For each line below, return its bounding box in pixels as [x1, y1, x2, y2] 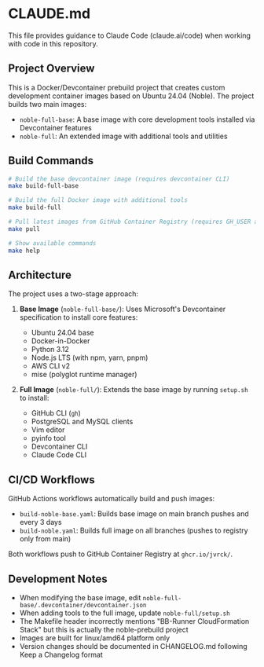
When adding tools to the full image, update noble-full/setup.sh [19, 608, 230, 618]
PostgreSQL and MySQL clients [31, 417, 134, 427]
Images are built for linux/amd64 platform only [19, 633, 170, 643]
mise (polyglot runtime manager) [31, 370, 137, 379]
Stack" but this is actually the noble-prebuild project [19, 625, 189, 634]
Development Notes [8, 572, 108, 585]
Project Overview [8, 62, 95, 75]
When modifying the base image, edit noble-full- [19, 593, 182, 602]
